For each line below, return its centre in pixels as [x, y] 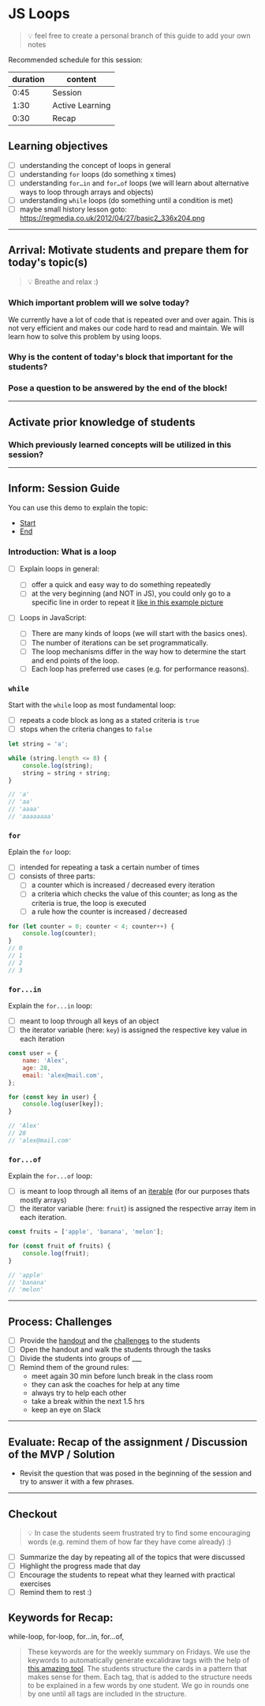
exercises [35, 1584]
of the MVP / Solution [62, 1454]
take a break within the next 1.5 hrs [88, 1401]
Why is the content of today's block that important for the [121, 357]
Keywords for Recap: [61, 1617]
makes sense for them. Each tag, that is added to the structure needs [140, 1677]
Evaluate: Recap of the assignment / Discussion [128, 1442]
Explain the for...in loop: [50, 1006]
